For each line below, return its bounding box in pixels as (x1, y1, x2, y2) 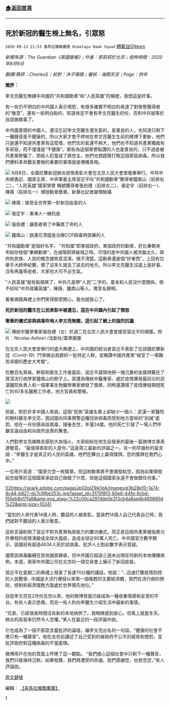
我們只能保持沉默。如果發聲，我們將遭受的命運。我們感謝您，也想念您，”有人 (5, 657, 165, 663)
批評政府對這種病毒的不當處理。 (5, 640, 72, 646)
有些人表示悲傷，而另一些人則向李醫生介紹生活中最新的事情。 (14, 599, 143, 605)
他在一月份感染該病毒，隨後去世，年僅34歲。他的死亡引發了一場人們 (14, 421, 157, 427)
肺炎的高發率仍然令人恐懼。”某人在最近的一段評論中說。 (5, 617, 120, 623)
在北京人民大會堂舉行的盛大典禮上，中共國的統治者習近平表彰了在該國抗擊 (5, 346, 160, 352)
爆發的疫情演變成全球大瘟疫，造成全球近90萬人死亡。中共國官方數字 (9, 535, 153, 541)
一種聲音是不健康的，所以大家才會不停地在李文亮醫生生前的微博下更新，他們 (5, 134, 165, 140)
